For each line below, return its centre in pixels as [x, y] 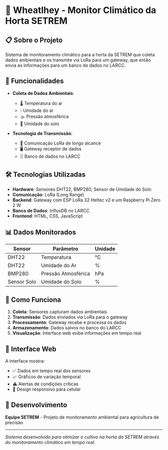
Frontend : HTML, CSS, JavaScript [47, 216]
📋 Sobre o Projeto [34, 40]
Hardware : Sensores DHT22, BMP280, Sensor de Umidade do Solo [82, 189]
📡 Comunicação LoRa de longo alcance [60, 143]
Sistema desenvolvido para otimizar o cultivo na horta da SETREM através [82, 437]
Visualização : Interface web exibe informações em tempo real [77, 333]
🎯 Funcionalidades [34, 81]
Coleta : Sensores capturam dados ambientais [60, 312]
